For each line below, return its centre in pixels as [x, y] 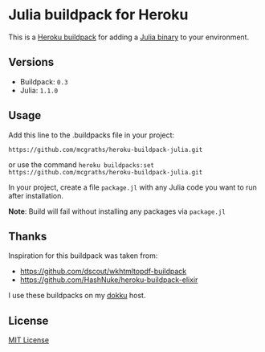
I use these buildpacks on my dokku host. [77, 296]
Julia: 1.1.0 [39, 90]
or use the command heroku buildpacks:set [82, 164]
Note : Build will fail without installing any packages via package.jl [117, 211]
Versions [31, 62]
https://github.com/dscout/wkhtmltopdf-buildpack [103, 272]
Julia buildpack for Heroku [98, 15]
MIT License [29, 340]
